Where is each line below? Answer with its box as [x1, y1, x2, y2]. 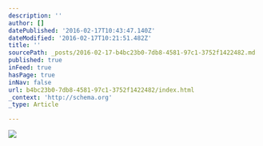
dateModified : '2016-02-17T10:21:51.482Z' [8, 34, 152, 42]
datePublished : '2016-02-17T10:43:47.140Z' [8, 26, 156, 34]
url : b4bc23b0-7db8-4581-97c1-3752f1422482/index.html [8, 85, 195, 94]
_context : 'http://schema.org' [8, 93, 113, 101]
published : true [8, 57, 62, 65]
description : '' [8, 11, 62, 20]
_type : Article [8, 101, 59, 109]
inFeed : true [8, 64, 52, 72]
